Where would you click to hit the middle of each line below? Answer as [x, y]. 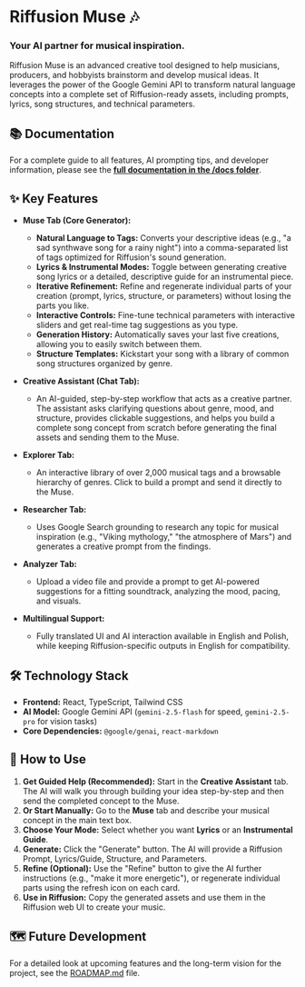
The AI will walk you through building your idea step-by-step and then [153, 791]
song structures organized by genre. [104, 364]
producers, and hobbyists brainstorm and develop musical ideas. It [134, 75]
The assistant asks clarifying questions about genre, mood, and [155, 409]
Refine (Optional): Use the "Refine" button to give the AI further [142, 868]
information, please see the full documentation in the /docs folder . [135, 170]
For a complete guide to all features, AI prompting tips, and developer [139, 160]
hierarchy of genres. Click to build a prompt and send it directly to [159, 483]
